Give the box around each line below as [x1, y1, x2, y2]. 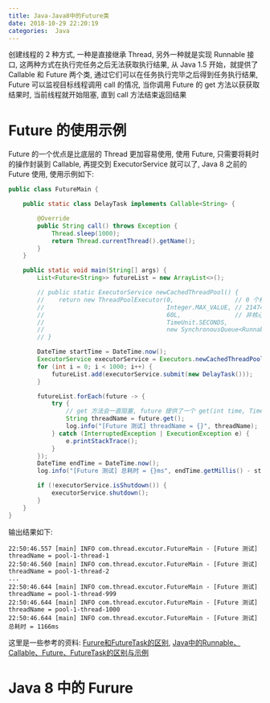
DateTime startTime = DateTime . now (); [37, 347, 167, 356]
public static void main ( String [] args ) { [22, 266, 167, 274]
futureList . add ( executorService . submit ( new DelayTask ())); [51, 370, 253, 378]
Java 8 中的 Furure [8, 679, 134, 697]
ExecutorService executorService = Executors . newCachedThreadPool [37, 356, 264, 364]
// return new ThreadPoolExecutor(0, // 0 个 [37, 295, 260, 304]
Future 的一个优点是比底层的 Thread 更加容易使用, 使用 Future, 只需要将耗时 [8, 150, 260, 159]
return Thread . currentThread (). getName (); [51, 236, 196, 245]
